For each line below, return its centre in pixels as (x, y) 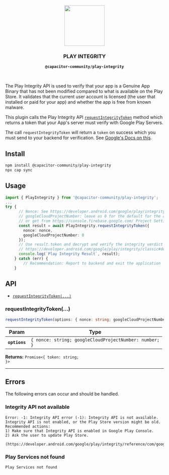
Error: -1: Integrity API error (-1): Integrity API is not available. (82, 417)
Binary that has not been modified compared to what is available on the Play (84, 92)
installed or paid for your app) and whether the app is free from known (78, 102)
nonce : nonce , (38, 230)
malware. (15, 107)
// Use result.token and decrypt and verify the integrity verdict (91, 245)
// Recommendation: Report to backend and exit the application (92, 263)
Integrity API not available (37, 407)
